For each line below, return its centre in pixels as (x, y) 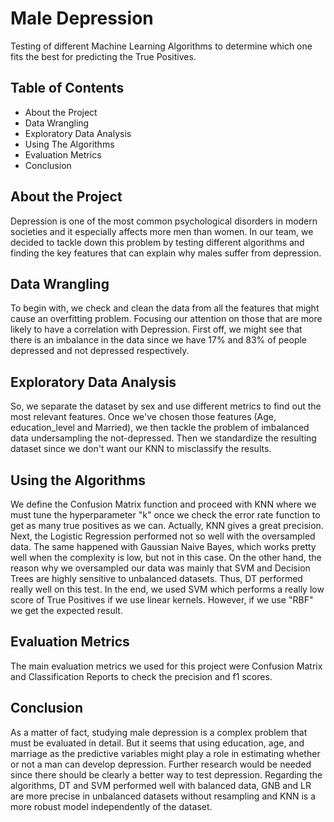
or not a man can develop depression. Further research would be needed (161, 764)
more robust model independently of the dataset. (111, 806)
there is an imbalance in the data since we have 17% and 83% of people (159, 340)
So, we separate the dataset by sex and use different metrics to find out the (166, 406)
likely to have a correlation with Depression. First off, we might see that (156, 329)
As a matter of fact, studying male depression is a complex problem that (159, 732)
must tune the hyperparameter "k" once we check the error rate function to (165, 515)
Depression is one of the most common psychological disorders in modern (164, 221)
